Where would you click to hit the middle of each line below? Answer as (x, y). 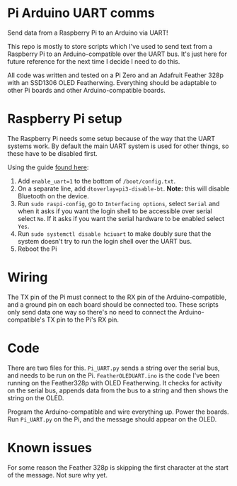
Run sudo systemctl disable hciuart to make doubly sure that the (114, 233)
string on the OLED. (36, 397)
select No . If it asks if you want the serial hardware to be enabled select (121, 218)
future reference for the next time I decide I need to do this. (94, 61)
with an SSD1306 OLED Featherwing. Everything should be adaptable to (112, 82)
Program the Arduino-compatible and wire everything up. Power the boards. (118, 412)
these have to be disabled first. (52, 153)
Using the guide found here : (48, 167)
